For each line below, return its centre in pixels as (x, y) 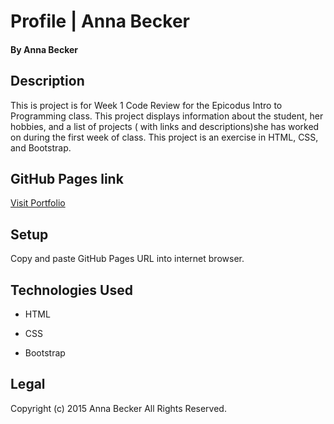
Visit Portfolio (38, 203)
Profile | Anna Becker (100, 21)
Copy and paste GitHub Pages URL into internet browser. (127, 259)
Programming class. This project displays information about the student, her (167, 116)
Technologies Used (71, 290)
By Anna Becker (44, 49)
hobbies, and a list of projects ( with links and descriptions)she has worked (165, 126)
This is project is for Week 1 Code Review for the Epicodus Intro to (146, 105)
